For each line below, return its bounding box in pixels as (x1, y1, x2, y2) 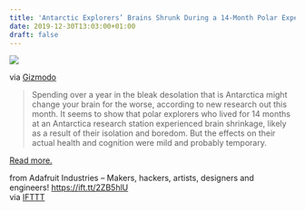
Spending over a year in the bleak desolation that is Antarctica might (31, 90, 288, 101)
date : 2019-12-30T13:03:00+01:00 (9, 22, 136, 31)
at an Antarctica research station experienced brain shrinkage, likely (31, 119, 288, 129)
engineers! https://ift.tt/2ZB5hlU (9, 182, 129, 193)
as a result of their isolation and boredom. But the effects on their (31, 128, 276, 139)
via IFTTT (9, 192, 45, 203)
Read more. (9, 155, 53, 166)
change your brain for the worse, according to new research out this (31, 99, 288, 110)
